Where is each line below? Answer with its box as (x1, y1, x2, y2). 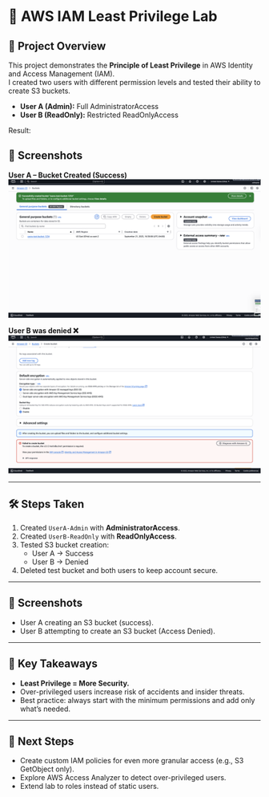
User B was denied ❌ (8, 326, 78, 335)
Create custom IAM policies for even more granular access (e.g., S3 (19, 756, 244, 766)
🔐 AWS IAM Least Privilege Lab (8, 7, 218, 26)
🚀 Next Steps (8, 734, 74, 748)
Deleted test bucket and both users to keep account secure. (19, 565, 219, 575)
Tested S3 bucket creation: (19, 539, 110, 549)
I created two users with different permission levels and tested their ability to (8, 78, 261, 87)
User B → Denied (31, 557, 89, 567)
